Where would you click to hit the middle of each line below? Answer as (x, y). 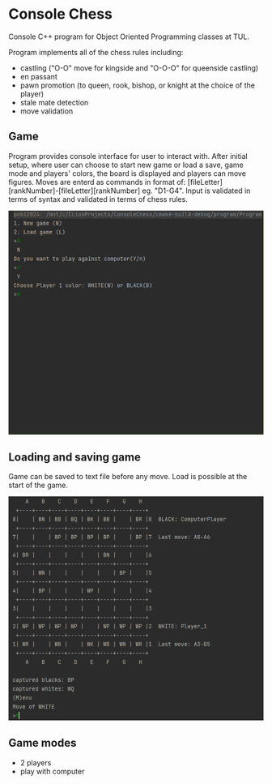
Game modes (42, 743)
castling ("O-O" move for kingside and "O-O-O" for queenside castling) (139, 68)
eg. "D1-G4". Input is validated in (196, 191)
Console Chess (61, 14)
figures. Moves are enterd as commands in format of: (97, 182)
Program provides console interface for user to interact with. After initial (128, 156)
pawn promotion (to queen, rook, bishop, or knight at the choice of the (137, 85)
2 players (36, 762)
